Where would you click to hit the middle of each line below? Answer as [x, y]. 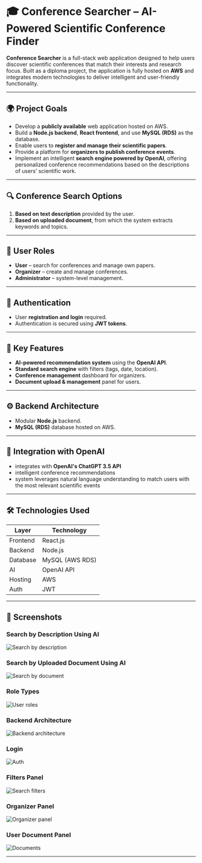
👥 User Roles [31, 251]
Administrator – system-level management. [69, 278]
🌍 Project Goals [37, 109]
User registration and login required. [61, 317]
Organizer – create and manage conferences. [72, 272]
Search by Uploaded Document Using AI [66, 663]
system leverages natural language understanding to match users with [102, 479]
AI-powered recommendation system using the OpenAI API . [91, 362]
